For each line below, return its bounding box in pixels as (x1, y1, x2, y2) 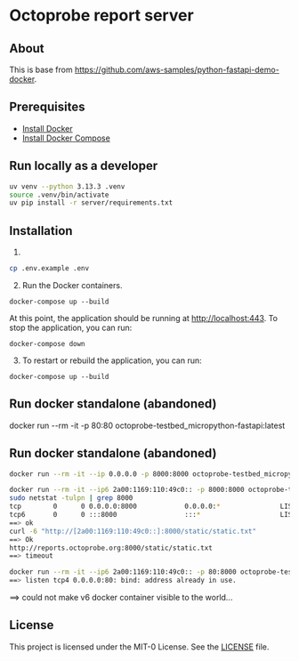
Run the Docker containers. (21, 279, 123, 290)
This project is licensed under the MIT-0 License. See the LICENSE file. (9, 641, 270, 652)
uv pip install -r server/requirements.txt (9, 198, 174, 207)
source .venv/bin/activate (9, 190, 109, 199)
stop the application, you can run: (9, 322, 133, 333)
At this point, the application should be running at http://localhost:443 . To (9, 312, 279, 323)
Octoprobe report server (9, 5, 194, 26)
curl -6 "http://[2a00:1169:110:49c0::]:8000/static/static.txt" (9, 527, 256, 536)
